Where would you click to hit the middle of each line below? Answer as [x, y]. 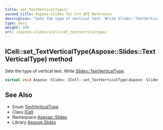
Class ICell [23, 112]
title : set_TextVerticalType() [37, 9]
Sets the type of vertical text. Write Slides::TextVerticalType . [65, 71]
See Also [19, 95]
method [60, 59]
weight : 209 [17, 28]
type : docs [16, 23]
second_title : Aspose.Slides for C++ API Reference [58, 14]
